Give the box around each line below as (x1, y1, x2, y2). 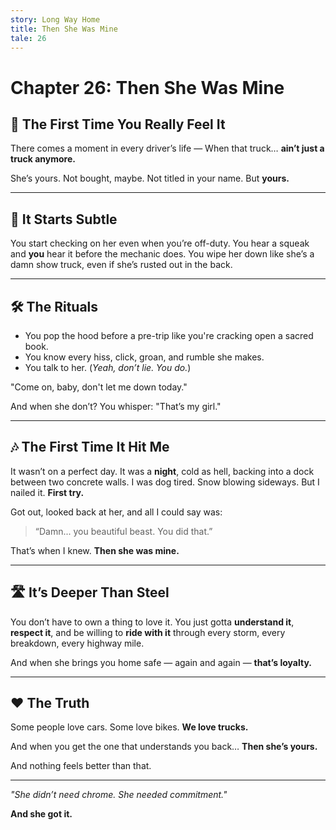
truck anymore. (10, 153, 76, 165)
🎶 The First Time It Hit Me (10, 439, 170, 456)
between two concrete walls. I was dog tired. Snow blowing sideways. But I (10, 476, 320, 488)
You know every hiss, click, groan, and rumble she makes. (24, 351, 265, 363)
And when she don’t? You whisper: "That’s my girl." (10, 401, 222, 412)
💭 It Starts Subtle (10, 211, 118, 228)
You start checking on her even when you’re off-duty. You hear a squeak (10, 237, 310, 250)
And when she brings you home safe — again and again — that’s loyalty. (10, 656, 312, 668)
